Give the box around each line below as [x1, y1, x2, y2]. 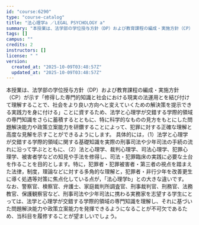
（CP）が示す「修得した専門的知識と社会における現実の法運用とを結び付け [6, 94, 190, 101]
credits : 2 [6, 42, 33, 48]
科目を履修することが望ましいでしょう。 [21, 213, 120, 220]
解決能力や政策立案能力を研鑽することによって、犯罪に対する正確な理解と [11, 123, 192, 131]
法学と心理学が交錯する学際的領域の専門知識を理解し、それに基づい [26, 198, 193, 205]
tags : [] [6, 31, 28, 37]
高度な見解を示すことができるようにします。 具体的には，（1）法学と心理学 [6, 131, 188, 138]
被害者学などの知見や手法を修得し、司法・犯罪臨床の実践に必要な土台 [21, 153, 193, 160]
